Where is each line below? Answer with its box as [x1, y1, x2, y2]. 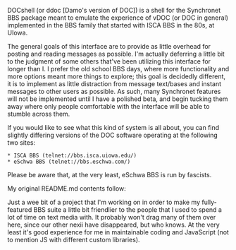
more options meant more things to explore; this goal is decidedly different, [7, 72, 226, 81]
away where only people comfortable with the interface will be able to [7, 102, 210, 110]
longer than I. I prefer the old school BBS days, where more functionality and [7, 65, 230, 73]
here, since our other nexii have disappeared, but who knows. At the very [7, 220, 220, 229]
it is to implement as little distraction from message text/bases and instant [7, 80, 222, 88]
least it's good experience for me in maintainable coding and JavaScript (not [7, 228, 229, 236]
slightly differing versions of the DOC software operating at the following [7, 131, 218, 139]
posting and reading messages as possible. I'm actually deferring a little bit [7, 49, 225, 58]
